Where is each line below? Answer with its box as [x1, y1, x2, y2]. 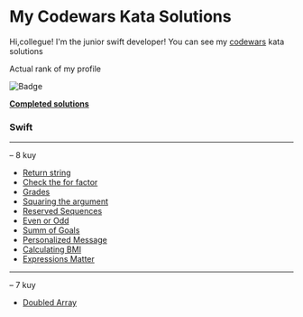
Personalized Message [22, 235, 108, 246]
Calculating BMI [22, 244, 82, 255]
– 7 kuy [9, 280, 36, 291]
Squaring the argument [22, 196, 109, 207]
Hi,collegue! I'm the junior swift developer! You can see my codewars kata [9, 36, 285, 47]
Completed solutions [9, 98, 90, 109]
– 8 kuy [9, 150, 37, 161]
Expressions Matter [22, 254, 95, 265]
